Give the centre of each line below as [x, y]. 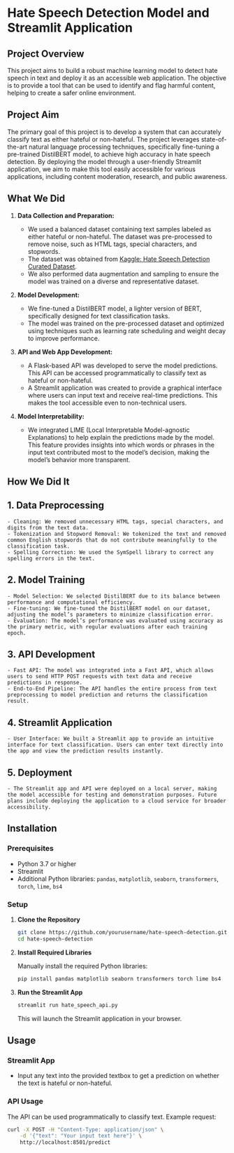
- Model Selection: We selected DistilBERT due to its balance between [114, 596]
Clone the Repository [49, 919]
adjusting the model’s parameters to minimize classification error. [111, 614]
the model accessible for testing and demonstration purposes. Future [112, 795]
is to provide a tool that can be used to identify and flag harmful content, [111, 85]
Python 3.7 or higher [47, 863]
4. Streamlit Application [60, 723]
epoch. [17, 633]
